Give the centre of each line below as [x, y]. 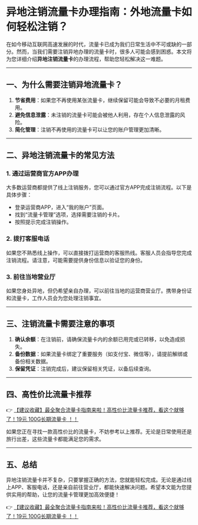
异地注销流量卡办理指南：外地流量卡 [94, 12]
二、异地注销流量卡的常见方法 [60, 156]
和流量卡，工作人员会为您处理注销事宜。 [55, 298]
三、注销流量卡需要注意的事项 [60, 324]
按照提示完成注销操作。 [43, 222]
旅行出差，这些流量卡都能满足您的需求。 [55, 438]
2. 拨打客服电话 [28, 239]
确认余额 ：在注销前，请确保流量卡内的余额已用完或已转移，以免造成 [97, 339]
